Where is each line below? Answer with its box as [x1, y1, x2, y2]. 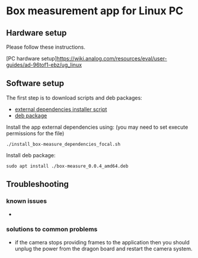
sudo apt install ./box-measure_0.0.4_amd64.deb [6, 163, 129, 169]
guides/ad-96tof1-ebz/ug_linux [6, 61, 82, 68]
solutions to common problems [6, 225, 98, 234]
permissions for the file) [6, 129, 65, 137]
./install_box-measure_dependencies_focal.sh [6, 141, 120, 147]
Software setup [6, 78, 65, 88]
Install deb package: [6, 151, 56, 158]
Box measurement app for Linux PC [6, 4, 184, 18]
